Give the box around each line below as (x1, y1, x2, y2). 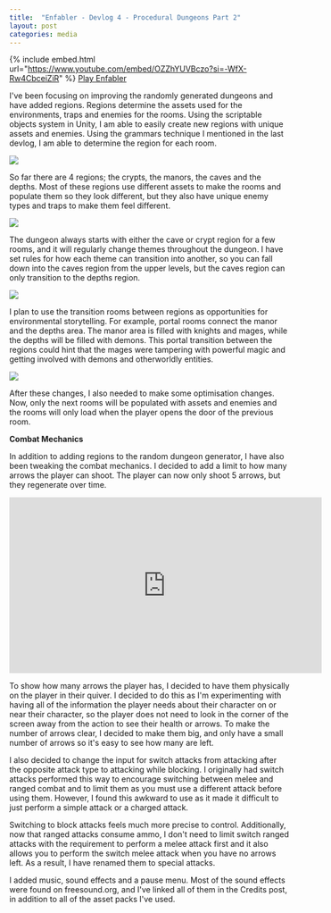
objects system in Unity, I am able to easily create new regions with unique (9, 119, 284, 130)
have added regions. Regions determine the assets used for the (9, 100, 243, 111)
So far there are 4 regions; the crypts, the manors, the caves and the (9, 172, 261, 183)
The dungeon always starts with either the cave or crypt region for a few (9, 234, 276, 246)
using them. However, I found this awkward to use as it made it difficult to (9, 792, 279, 804)
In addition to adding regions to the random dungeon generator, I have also (9, 451, 285, 462)
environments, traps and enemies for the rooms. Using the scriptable (9, 109, 262, 121)
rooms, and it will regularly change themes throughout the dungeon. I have (9, 244, 284, 255)
